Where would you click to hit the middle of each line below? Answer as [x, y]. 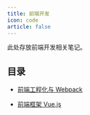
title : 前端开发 [28, 14]
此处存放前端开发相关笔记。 [47, 47]
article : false [29, 26]
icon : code [23, 20]
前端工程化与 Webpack [50, 90]
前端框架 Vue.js [39, 105]
